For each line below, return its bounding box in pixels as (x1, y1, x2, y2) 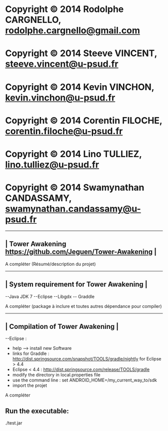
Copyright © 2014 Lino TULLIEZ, (5, 148, 142, 160)
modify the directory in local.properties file (12, 372, 101, 378)
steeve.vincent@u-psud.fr (5, 59, 118, 70)
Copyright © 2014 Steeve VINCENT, (5, 48, 157, 59)
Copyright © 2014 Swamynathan (5, 182, 144, 193)
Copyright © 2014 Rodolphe (5, 4, 124, 15)
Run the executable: (5, 406, 69, 415)
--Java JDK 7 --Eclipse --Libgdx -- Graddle (5, 293, 95, 299)
